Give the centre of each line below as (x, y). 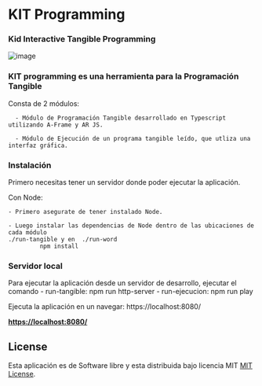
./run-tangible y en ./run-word (63, 240)
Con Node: (25, 197)
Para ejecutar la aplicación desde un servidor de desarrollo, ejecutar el (122, 283)
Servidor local (35, 266)
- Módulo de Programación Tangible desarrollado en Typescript (120, 118)
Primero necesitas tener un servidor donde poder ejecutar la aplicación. (124, 182)
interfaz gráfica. (38, 145)
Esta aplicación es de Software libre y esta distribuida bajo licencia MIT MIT (131, 366)
